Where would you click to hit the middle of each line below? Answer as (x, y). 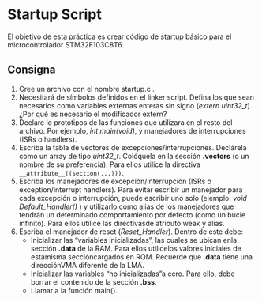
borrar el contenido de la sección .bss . (94, 281)
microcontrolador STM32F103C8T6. (66, 44)
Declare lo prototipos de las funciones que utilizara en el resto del (125, 122)
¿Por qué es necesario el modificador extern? (93, 114)
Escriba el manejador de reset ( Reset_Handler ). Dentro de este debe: (131, 232)
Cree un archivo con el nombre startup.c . (86, 89)
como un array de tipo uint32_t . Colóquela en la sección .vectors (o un (134, 156)
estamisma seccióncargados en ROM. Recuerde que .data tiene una (142, 257)
